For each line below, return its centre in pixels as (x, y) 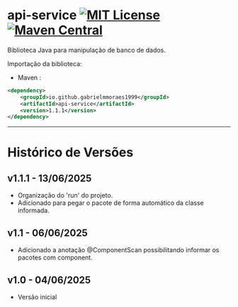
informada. (33, 210)
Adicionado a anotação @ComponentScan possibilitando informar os (118, 250)
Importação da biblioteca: (45, 63)
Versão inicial (37, 297)
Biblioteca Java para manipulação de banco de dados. (87, 50)
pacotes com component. (55, 258)
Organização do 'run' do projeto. (65, 195)
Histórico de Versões (70, 152)
